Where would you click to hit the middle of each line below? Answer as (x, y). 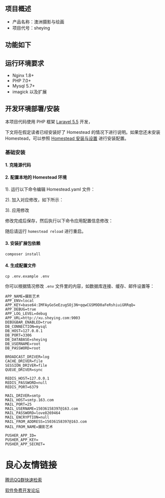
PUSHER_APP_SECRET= (25, 444)
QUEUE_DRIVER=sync (24, 370)
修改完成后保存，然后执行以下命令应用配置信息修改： (59, 221)
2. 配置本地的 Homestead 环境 (36, 177)
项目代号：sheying (31, 28)
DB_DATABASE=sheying (26, 340)
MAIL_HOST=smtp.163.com (30, 400)
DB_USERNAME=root (23, 344)
